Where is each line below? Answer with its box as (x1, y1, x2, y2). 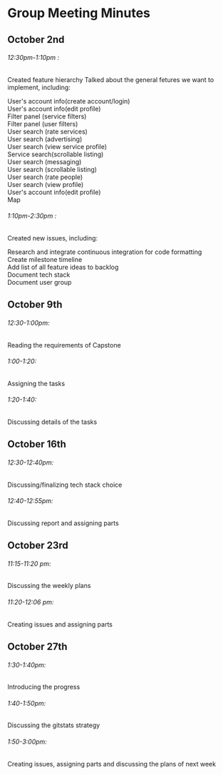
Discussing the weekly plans (7, 582, 91, 590)
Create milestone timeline (7, 255, 83, 263)
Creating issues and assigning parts (7, 619, 113, 629)
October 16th (7, 438, 66, 450)
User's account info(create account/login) (7, 96, 130, 105)
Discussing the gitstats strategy (7, 721, 100, 729)
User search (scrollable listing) (7, 165, 98, 173)
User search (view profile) (7, 180, 84, 188)
